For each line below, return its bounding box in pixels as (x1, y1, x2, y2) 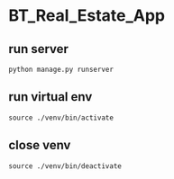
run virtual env (8, 89, 93, 104)
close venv (8, 138, 71, 153)
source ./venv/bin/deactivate (8, 161, 123, 171)
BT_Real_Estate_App (8, 5, 166, 26)
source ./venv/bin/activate (8, 113, 114, 122)
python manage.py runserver (8, 65, 114, 74)
